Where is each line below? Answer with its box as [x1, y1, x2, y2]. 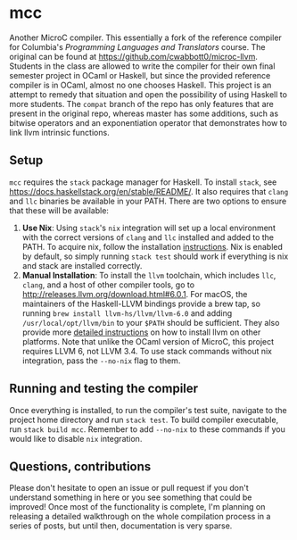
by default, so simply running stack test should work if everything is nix [21, 251, 289, 262]
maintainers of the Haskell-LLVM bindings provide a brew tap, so [21, 298, 261, 309]
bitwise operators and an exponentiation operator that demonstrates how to [9, 117, 287, 128]
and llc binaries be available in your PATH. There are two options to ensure [9, 195, 287, 206]
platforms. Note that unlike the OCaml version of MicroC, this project [21, 336, 275, 346]
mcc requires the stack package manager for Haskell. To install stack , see [9, 177, 277, 187]
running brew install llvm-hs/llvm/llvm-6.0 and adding [21, 307, 233, 319]
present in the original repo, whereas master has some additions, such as [9, 108, 279, 119]
